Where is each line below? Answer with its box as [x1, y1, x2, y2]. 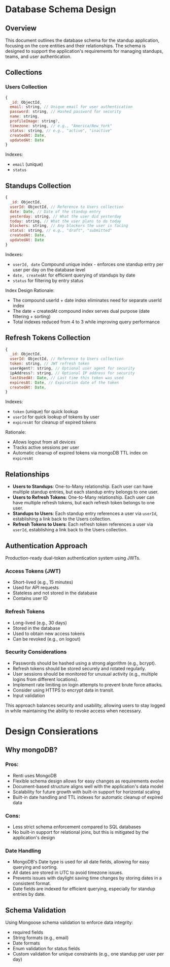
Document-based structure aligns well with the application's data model [12, 783, 163, 789]
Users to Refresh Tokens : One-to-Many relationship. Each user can [12, 494, 155, 500]
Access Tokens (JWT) [5, 567, 61, 575]
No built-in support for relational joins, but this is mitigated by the [12, 829, 149, 835]
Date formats [12, 940, 40, 946]
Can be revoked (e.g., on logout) [12, 636, 81, 642]
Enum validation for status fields [12, 946, 80, 952]
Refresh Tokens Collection [5, 334, 91, 342]
